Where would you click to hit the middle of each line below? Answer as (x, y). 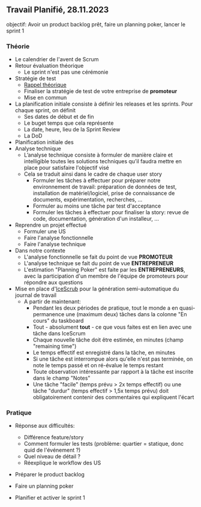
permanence (49, 314)
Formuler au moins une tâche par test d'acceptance (97, 206)
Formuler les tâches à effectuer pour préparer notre (97, 181)
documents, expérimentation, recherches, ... (88, 200)
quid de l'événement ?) (52, 450)
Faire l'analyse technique (55, 244)
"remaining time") (55, 346)
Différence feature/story (54, 437)
